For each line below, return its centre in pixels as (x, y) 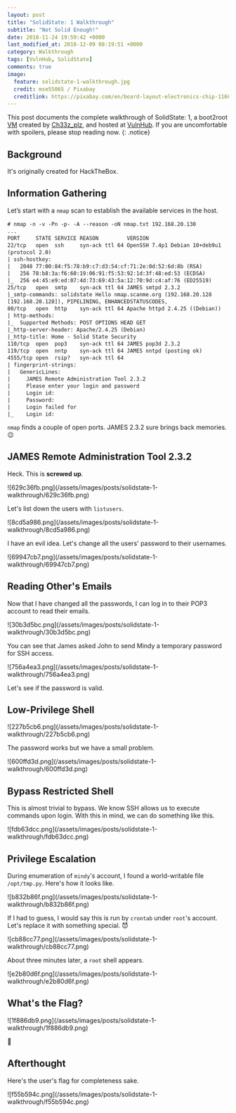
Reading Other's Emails (60, 586)
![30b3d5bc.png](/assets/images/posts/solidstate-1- (83, 624)
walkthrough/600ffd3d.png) (47, 769)
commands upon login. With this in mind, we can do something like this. (111, 815)
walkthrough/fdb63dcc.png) (48, 837)
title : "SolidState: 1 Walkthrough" (61, 22)
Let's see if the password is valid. (55, 688)
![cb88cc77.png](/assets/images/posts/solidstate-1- (83, 939)
